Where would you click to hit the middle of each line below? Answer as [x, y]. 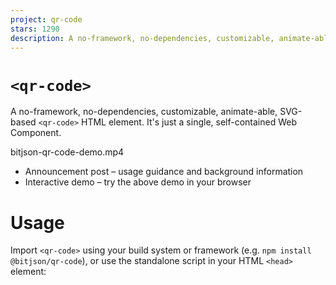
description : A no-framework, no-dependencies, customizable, [142, 38]
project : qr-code [46, 19]
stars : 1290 [35, 29]
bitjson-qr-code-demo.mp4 [67, 152]
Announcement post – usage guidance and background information [164, 172]
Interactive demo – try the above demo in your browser [138, 182]
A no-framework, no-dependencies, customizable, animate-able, [144, 112]
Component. [36, 133]
